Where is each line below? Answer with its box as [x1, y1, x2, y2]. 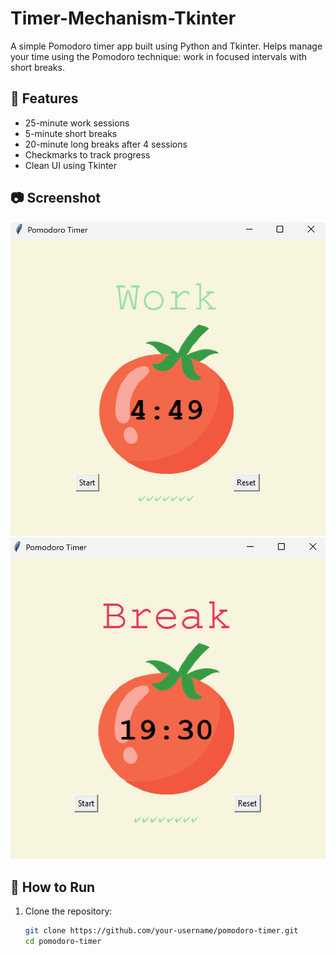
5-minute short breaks [24, 127, 118, 139]
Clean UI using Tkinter [24, 159, 118, 171]
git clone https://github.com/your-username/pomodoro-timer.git [24, 926, 299, 936]
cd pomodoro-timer [24, 936, 102, 946]
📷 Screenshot [10, 190, 102, 207]
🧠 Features [10, 90, 79, 107]
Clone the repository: [24, 905, 113, 917]
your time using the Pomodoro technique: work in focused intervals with [10, 50, 308, 62]
